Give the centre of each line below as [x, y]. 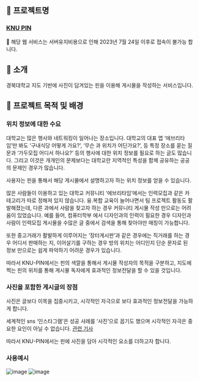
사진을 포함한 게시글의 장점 [42, 287]
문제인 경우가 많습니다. [39, 168]
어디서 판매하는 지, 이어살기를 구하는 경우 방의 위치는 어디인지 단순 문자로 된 [100, 243]
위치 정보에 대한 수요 [34, 124]
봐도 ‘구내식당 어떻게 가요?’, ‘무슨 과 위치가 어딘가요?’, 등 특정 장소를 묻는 [102, 146]
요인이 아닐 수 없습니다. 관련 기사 [55, 329]
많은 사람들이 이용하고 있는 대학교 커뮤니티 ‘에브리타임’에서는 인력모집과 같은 [95, 193]
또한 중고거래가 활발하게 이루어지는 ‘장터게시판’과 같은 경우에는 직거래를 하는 [95, 235]
